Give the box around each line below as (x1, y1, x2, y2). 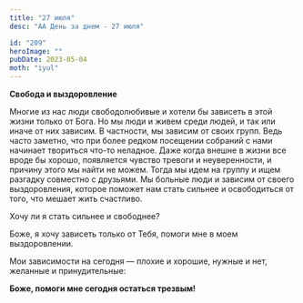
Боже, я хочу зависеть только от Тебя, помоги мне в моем (9, 228, 238, 239)
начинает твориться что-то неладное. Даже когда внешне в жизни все (9, 145, 287, 156)
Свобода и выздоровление (9, 88, 118, 99)
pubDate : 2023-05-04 (9, 56, 88, 65)
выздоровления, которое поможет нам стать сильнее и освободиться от (9, 184, 294, 194)
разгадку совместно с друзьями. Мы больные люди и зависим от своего (9, 174, 295, 185)
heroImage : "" (9, 46, 64, 56)
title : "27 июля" (9, 13, 76, 23)
